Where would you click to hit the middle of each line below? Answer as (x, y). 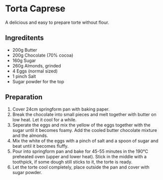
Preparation (24, 97)
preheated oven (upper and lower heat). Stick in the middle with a (79, 156)
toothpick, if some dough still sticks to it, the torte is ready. (72, 162)
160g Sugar (24, 60)
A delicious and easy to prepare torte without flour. (57, 22)
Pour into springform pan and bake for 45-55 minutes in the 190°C (80, 151)
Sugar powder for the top (38, 81)
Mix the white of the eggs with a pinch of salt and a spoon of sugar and (85, 141)
